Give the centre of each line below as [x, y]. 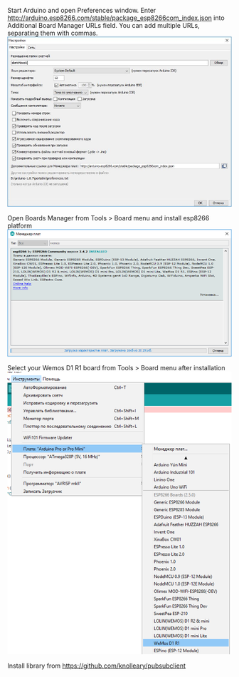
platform [20, 226]
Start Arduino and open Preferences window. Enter [82, 10]
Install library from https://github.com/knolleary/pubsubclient [97, 666]
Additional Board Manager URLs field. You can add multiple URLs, [104, 25]
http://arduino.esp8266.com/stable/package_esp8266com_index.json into [116, 18]
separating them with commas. [53, 33]
